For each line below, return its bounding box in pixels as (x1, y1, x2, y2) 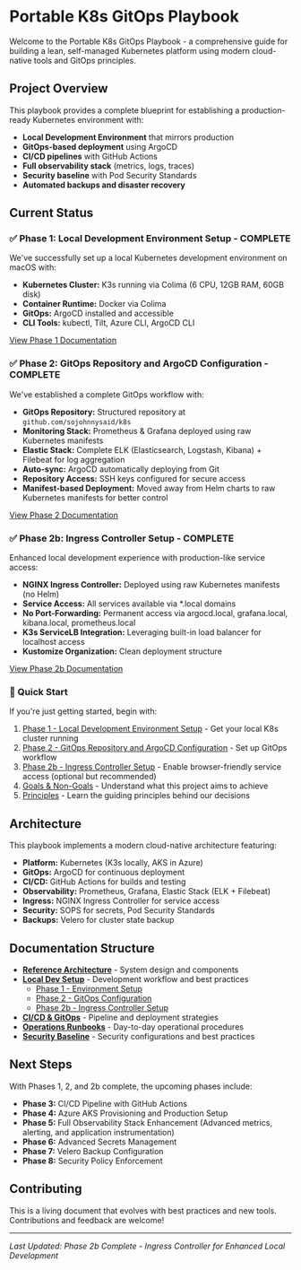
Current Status (9, 205, 94, 221)
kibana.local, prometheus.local (21, 617, 136, 629)
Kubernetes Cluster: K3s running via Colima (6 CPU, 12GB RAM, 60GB (21, 280, 285, 291)
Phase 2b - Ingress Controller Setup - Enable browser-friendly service (21, 761, 282, 772)
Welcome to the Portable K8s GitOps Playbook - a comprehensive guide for (9, 36, 288, 47)
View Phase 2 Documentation (9, 509, 119, 520)
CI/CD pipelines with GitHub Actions (21, 151, 159, 161)
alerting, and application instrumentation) (21, 1126, 175, 1137)
